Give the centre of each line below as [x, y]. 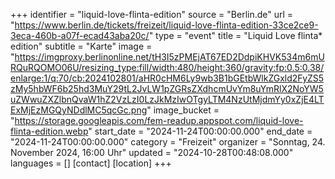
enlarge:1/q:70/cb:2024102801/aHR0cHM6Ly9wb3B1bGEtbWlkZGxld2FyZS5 [167, 78]
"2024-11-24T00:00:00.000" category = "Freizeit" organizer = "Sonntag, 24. [168, 142]
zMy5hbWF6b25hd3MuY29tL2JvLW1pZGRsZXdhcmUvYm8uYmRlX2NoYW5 [167, 88]
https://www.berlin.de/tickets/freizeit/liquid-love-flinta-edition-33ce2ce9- [166, 25]
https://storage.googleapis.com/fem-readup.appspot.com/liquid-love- [159, 120]
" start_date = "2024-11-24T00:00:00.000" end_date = [200, 131]
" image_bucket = [183, 110]
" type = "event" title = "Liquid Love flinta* [235, 35]
